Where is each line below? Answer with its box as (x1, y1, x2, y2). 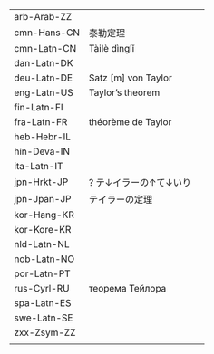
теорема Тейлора (88, 282, 167, 294)
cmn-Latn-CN (14, 43, 77, 54)
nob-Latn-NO (14, 253, 75, 265)
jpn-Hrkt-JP (14, 176, 69, 188)
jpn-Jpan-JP (14, 193, 72, 205)
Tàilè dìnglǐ (88, 43, 135, 54)
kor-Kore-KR (14, 224, 72, 235)
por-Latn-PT (14, 267, 71, 280)
